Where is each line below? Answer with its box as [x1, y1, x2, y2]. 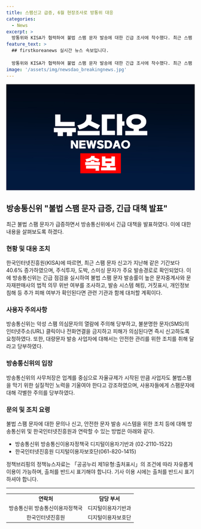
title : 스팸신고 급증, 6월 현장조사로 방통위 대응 [6, 10, 114, 16]
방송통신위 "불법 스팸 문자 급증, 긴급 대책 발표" [6, 204, 168, 214]
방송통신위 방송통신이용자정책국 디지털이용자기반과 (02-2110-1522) [14, 440, 173, 448]
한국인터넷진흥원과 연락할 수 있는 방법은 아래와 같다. [33, 428, 155, 434]
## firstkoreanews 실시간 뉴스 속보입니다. [11, 48, 109, 54]
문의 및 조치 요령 [6, 405, 50, 413]
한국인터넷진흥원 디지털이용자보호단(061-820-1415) [14, 448, 136, 455]
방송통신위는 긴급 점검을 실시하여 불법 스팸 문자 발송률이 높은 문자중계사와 [12, 274, 185, 282]
